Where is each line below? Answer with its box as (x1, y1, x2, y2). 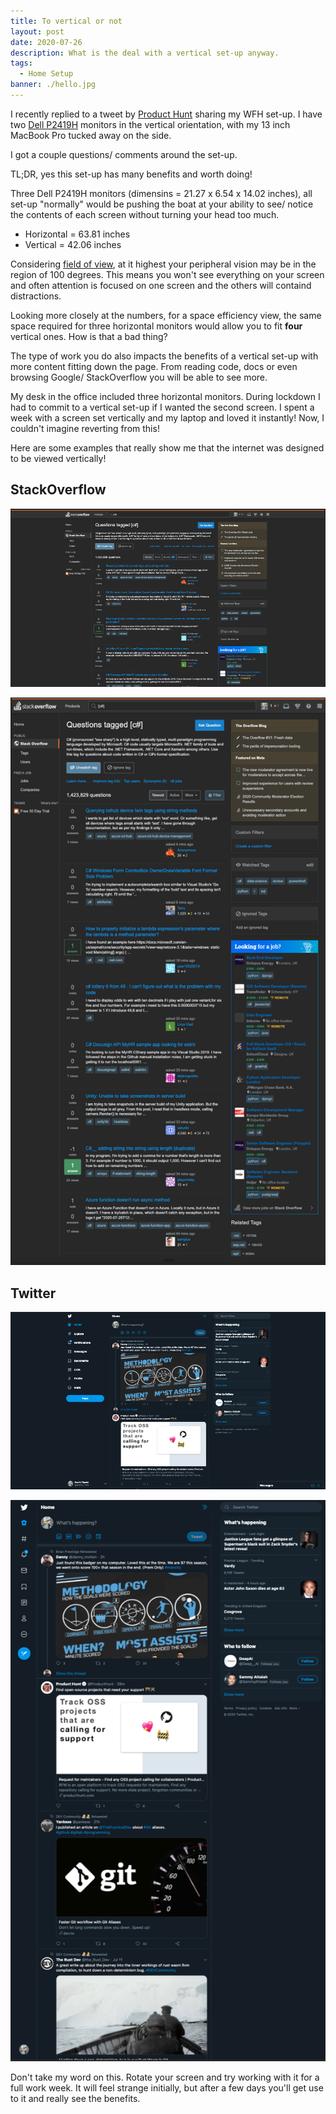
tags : (10, 58, 33, 69)
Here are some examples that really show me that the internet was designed (10, 441, 325, 454)
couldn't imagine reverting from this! (10, 422, 160, 434)
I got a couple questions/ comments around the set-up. (10, 148, 238, 160)
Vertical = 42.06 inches (24, 238, 122, 250)
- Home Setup (19, 69, 74, 79)
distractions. (10, 290, 62, 302)
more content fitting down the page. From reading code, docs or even (10, 360, 298, 372)
